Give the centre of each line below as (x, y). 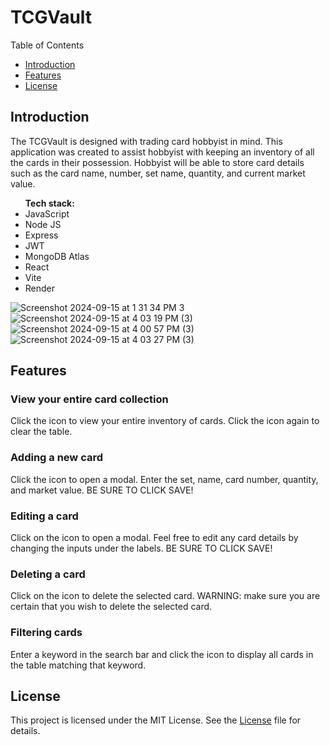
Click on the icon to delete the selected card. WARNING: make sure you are (165, 596)
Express (41, 235)
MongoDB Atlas (57, 256)
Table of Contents (47, 45)
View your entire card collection (89, 399)
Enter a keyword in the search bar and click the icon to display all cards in (162, 654)
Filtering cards (46, 633)
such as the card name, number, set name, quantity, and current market (158, 173)
